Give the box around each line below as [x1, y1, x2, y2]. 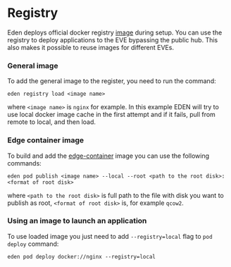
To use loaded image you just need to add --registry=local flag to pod [7, 232, 213, 240]
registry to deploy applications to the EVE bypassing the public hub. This [7, 35, 218, 44]
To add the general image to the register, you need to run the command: [7, 77, 216, 85]
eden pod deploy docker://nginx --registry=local [7, 253, 156, 260]
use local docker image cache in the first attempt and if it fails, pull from [7, 111, 216, 119]
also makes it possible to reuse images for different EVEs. [7, 43, 175, 51]
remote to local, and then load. [7, 118, 96, 126]
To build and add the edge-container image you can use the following [7, 151, 210, 160]
